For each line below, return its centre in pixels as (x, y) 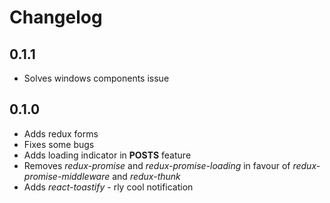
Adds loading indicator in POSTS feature (107, 155)
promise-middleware (67, 176)
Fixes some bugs (59, 144)
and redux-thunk (146, 176)
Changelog (56, 17)
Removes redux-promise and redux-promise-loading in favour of (157, 165)
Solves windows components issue (96, 78)
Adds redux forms (61, 133)
